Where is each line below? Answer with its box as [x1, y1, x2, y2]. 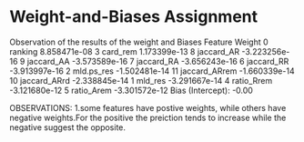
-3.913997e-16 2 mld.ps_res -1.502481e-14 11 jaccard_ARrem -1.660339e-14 [9, 66, 295, 76]
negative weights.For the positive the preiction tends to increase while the [9, 112, 287, 123]
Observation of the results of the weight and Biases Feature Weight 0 [9, 36, 269, 47]
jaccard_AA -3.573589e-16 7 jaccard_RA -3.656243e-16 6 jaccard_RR [26, 56, 289, 66]
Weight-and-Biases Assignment [9, 6, 258, 27]
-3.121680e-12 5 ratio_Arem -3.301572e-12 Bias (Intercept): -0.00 [9, 85, 253, 96]
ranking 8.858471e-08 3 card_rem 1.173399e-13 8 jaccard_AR [9, 46, 240, 56]
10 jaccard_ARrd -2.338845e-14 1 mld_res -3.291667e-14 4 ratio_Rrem [9, 75, 273, 86]
